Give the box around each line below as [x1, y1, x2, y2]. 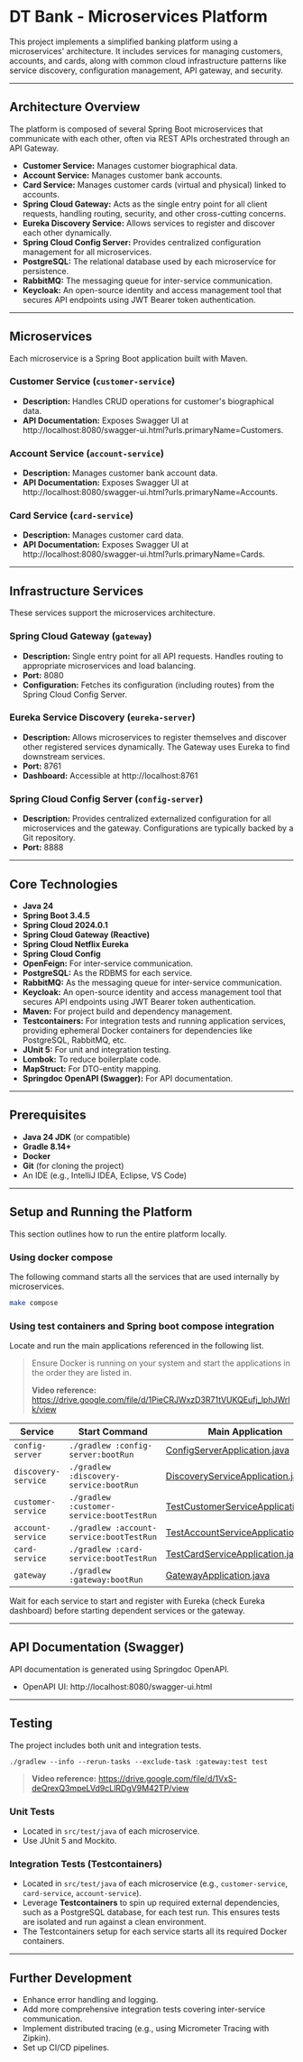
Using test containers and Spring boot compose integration [9, 1320, 275, 1332]
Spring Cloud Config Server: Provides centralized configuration [22, 236, 262, 247]
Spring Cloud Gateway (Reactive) [22, 929, 151, 940]
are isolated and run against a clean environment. [22, 1917, 207, 1928]
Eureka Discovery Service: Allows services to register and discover [22, 217, 275, 228]
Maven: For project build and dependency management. [22, 1006, 233, 1017]
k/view [31, 1404, 57, 1415]
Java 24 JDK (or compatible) [22, 1131, 131, 1142]
